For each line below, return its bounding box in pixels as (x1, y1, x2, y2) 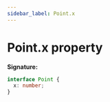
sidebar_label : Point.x (7, 10, 76, 17)
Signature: (7, 63, 38, 71)
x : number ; (13, 82, 45, 90)
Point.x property (7, 39, 103, 55)
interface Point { (7, 76, 60, 83)
